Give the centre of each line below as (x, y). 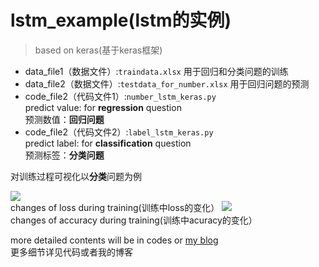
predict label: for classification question (108, 143)
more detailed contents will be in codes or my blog (114, 240)
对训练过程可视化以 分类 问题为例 (76, 176)
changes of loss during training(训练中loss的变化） (115, 207)
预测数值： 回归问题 (64, 119)
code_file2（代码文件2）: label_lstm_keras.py (119, 132)
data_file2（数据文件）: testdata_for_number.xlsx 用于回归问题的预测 (167, 83)
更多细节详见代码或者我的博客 (71, 252)
